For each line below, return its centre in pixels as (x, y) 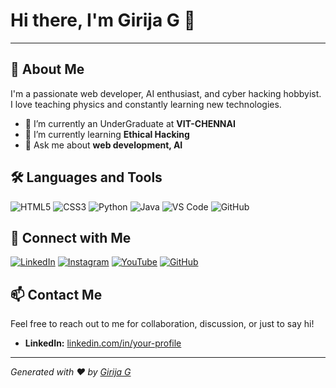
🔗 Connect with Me (71, 237)
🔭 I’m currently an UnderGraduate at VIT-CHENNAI (130, 123)
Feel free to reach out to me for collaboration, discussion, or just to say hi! (162, 324)
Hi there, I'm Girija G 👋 (103, 20)
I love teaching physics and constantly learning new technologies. (146, 104)
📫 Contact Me (56, 294)
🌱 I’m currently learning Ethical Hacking (107, 134)
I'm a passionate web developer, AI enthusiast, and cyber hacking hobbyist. (166, 93)
